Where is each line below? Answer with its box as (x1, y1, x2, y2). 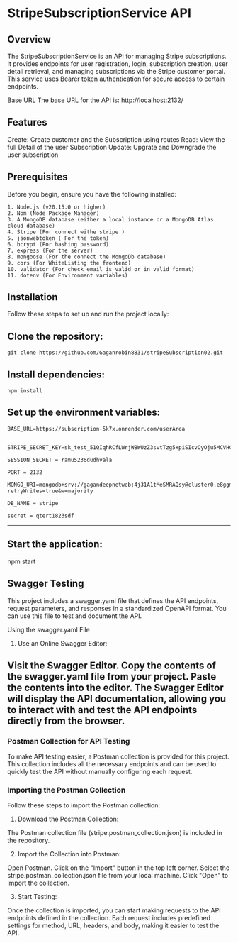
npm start (7, 557, 36, 566)
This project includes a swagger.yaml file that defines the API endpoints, (7, 596, 219, 605)
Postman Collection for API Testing (7, 736, 130, 746)
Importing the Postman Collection (7, 785, 126, 795)
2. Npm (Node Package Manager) (7, 209, 100, 217)
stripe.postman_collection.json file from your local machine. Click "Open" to (7, 871, 229, 880)
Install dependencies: (7, 368, 105, 380)
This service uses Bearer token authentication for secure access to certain (7, 75, 225, 83)
